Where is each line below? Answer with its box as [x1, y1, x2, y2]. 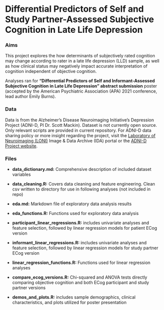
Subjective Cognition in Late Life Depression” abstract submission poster [5, 83, 158, 89]
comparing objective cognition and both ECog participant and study [12, 280, 149, 286]
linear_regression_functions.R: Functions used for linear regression [12, 260, 151, 265]
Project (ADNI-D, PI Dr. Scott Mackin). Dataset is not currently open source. [5, 122, 158, 128]
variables [12, 171, 31, 177]
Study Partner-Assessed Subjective [5, 14, 154, 25]
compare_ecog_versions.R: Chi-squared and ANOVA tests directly [12, 274, 148, 280]
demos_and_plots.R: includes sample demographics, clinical [12, 294, 136, 300]
